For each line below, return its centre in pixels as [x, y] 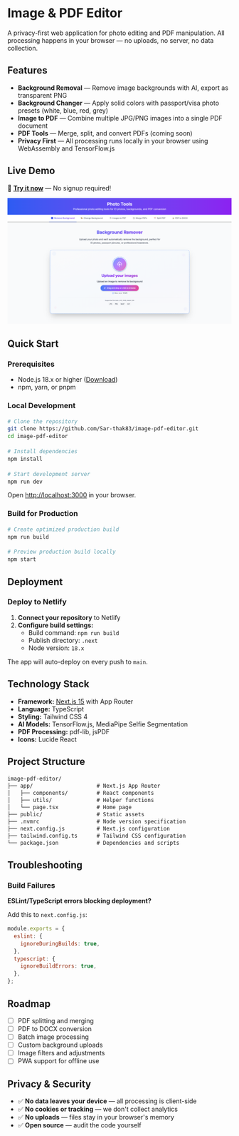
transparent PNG [42, 95]
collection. [23, 48]
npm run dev [25, 482]
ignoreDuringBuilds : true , [60, 943]
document [33, 126]
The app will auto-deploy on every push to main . [78, 661]
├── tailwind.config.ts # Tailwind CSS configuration [97, 836]
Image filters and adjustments [61, 1053]
